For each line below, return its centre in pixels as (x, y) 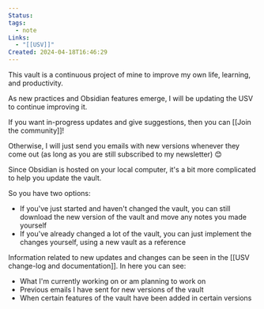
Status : (21, 15)
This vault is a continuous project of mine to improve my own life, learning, (130, 75)
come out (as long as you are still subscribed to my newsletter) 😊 (115, 154)
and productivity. (36, 83)
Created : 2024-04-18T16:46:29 (58, 52)
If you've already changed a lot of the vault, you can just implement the (136, 234)
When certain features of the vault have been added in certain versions (136, 298)
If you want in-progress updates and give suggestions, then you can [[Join (130, 122)
